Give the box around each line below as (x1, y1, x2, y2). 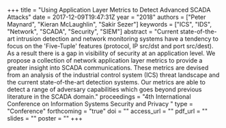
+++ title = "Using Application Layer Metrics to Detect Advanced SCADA (7, 6, 211, 14)
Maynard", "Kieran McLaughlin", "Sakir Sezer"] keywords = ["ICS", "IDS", (7, 20, 212, 28)
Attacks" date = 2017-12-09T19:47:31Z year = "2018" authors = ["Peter (7, 13, 206, 21)
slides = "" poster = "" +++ (7, 114, 83, 122)
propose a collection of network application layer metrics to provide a (7, 57, 203, 64)
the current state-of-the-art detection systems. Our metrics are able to (7, 78, 206, 86)
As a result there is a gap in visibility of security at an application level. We (7, 49, 216, 57)
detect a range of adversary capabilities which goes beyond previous (7, 85, 202, 93)
